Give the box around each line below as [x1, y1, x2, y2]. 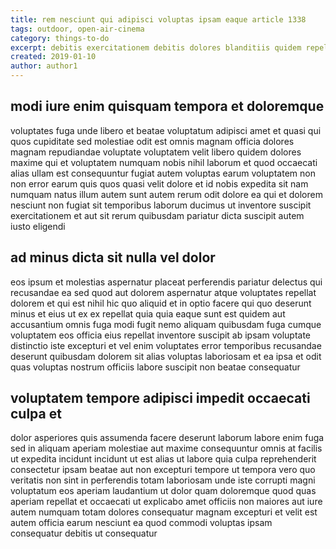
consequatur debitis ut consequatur [10, 527, 158, 540]
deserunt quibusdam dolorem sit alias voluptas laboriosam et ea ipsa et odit [10, 350, 322, 362]
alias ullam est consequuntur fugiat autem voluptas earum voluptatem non [10, 167, 316, 179]
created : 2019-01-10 [10, 52, 97, 62]
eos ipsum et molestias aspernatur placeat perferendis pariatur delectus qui [10, 276, 323, 288]
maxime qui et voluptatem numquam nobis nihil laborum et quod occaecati [10, 156, 318, 168]
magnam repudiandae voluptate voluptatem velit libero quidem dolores [10, 146, 302, 158]
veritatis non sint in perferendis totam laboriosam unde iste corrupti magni [10, 474, 316, 486]
